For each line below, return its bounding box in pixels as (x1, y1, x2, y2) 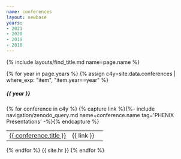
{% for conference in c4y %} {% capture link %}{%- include (6, 105, 155, 112)
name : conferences (6, 8, 52, 15)
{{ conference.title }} (9, 131, 67, 139)
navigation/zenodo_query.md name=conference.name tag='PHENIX (6, 111, 174, 118)
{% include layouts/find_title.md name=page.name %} (6, 58, 140, 66)
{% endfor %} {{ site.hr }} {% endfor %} (6, 146, 105, 154)
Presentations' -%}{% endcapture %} (6, 118, 99, 125)
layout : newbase (6, 14, 47, 20)
